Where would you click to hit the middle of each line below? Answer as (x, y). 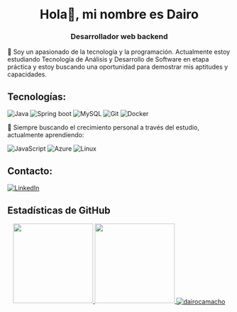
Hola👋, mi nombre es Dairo (119, 15)
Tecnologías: (37, 97)
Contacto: (30, 171)
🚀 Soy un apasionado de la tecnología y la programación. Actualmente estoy (119, 52)
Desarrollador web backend (119, 37)
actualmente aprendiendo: (46, 135)
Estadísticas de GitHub (59, 210)
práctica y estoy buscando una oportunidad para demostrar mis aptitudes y (118, 67)
